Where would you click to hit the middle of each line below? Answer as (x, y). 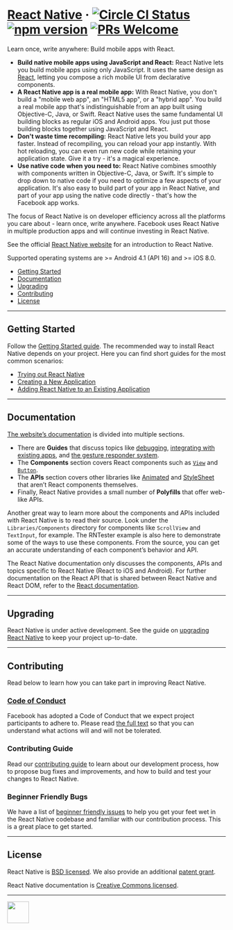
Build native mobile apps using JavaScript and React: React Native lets (120, 62)
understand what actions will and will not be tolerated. (84, 731)
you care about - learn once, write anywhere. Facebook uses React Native (113, 223)
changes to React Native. (43, 778)
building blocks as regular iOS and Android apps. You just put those (113, 121)
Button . (27, 470)
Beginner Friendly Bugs (48, 797)
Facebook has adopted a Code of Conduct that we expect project (101, 716)
